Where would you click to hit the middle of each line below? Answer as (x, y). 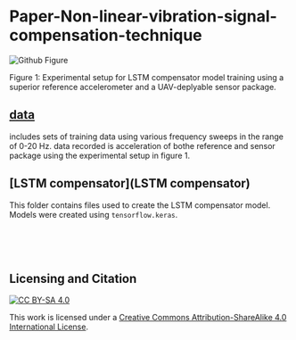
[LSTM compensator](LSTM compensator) (130, 183)
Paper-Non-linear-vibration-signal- (144, 17)
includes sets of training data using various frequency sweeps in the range (146, 137)
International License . (49, 327)
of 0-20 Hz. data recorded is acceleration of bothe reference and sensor (143, 145)
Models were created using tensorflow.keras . (94, 214)
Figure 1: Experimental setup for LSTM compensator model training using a (147, 77)
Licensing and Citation (73, 278)
